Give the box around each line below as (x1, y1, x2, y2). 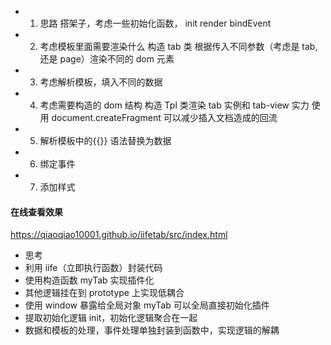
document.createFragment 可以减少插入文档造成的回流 (51, 112, 278, 123)
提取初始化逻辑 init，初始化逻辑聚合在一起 (24, 312, 198, 324)
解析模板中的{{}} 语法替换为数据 (39, 135, 172, 146)
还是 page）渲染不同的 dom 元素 (39, 53, 175, 65)
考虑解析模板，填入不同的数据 (39, 76, 163, 88)
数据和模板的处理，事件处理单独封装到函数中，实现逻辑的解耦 (24, 324, 280, 336)
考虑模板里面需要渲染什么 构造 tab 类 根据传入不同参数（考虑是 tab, (39, 41, 318, 52)
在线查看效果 (10, 206, 63, 218)
